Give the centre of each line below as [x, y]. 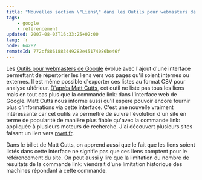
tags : [13, 18]
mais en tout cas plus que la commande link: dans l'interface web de [92, 94]
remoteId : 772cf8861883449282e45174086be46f [63, 52]
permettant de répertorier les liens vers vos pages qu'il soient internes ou [98, 75]
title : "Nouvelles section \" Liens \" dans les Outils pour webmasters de [101, 12]
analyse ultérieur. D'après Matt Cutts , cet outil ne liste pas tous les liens [95, 88]
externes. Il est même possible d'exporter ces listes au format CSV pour [96, 81]
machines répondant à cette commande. [57, 170]
